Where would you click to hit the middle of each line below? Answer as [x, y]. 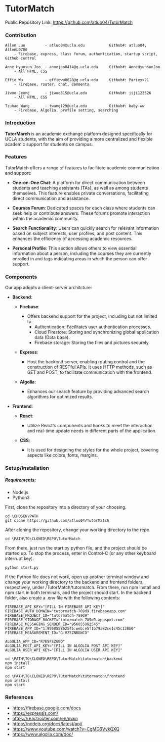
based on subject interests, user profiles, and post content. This [77, 233]
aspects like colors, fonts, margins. [62, 455]
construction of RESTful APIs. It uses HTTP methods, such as [89, 367]
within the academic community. [45, 218]
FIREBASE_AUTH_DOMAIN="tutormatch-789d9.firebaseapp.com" [66, 611]
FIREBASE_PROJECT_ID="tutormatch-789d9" [47, 616]
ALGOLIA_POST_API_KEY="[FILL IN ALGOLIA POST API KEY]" [64, 646]
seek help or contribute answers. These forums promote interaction [81, 213]
